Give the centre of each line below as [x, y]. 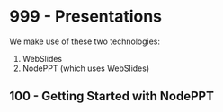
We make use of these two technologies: [85, 41]
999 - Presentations [86, 17]
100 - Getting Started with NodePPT [111, 96]
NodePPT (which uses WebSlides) [86, 68]
